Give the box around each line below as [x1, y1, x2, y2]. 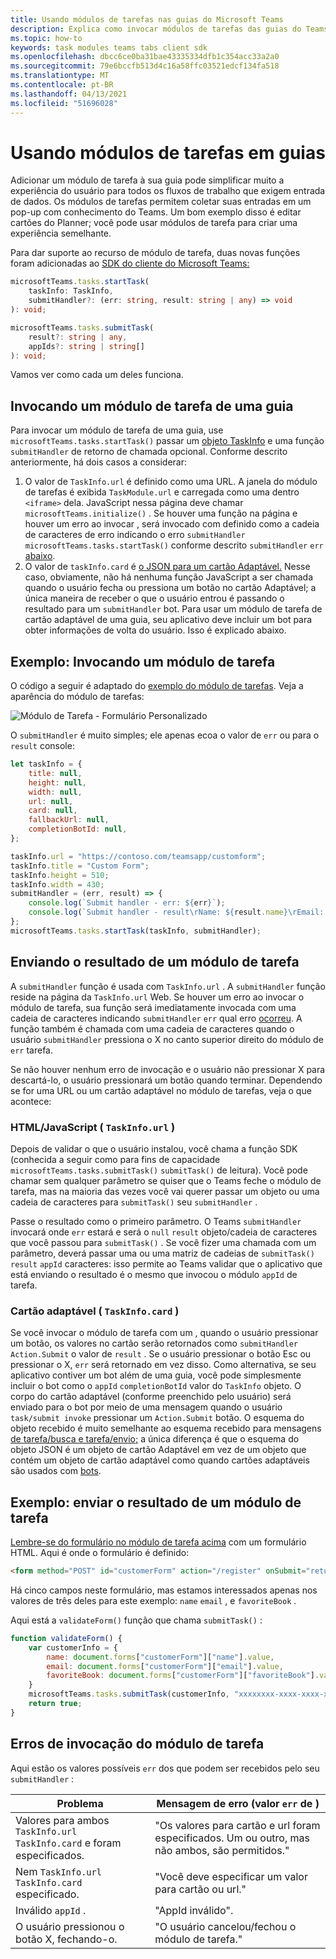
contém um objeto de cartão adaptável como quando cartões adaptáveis [10, 1454, 310, 1466]
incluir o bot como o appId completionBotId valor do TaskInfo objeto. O [10, 1380, 302, 1392]
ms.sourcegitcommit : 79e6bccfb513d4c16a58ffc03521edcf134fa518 [10, 61, 280, 71]
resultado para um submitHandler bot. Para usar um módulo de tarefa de [24, 603, 323, 615]
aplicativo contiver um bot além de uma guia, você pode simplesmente [10, 1369, 302, 1381]
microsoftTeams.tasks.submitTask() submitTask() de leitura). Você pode [10, 1164, 308, 1176]
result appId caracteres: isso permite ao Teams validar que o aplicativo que [10, 1257, 323, 1270]
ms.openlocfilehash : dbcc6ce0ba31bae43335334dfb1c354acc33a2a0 [10, 52, 280, 62]
